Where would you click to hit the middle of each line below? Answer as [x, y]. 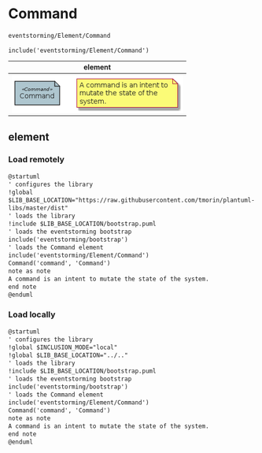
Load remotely [37, 159]
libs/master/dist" [38, 208]
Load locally [32, 314]
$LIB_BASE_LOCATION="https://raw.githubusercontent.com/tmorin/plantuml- [132, 200]
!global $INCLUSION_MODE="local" [63, 347]
